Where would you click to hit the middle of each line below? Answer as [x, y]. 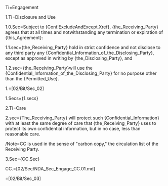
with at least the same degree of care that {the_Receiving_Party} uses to [81, 123]
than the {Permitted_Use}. [32, 79]
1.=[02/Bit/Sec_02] [25, 88]
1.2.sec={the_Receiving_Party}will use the [49, 68]
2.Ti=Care [16, 108]
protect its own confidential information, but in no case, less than [73, 129]
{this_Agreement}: [24, 38]
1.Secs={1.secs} [22, 98]
